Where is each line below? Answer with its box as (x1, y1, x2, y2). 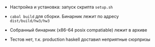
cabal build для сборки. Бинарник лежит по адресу (9, 14, 119, 19)
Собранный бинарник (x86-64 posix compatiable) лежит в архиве (9, 27, 148, 33)
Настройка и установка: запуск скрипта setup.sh (9, 4, 113, 10)
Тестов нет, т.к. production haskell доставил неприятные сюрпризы (9, 36, 151, 42)
